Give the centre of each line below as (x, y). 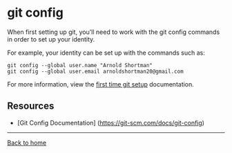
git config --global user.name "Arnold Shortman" (80, 65)
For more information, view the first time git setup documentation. (101, 84)
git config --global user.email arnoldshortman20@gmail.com (96, 71)
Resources (31, 106)
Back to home (27, 143)
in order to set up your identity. (51, 39)
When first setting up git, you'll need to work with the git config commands (114, 32)
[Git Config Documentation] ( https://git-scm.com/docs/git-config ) (111, 123)
